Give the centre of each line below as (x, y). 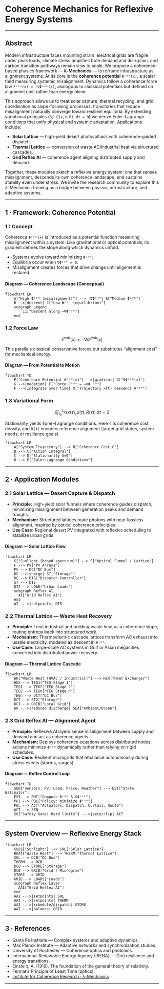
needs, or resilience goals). (32, 434)
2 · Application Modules (42, 479)
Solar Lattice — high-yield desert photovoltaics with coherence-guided (84, 136)
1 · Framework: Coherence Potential (60, 213)
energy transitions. (31, 961)
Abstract (19, 43)
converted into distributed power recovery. (55, 653)
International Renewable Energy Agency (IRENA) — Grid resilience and (83, 956)
